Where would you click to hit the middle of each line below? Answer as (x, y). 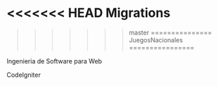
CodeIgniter (24, 75)
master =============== (171, 32)
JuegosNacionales (156, 39)
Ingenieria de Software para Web (54, 61)
